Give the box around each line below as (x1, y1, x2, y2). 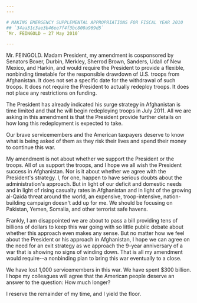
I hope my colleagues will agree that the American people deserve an (6, 273, 175, 280)
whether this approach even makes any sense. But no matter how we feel (6, 230, 185, 237)
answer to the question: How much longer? (6, 279, 111, 286)
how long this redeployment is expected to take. (6, 120, 123, 127)
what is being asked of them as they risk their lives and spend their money (6, 137, 187, 145)
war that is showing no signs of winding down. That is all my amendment (6, 249, 183, 256)
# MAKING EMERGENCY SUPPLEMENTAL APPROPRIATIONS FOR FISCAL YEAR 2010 (6, 19, 183, 25)
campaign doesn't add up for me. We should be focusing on (27, 199, 173, 207)
